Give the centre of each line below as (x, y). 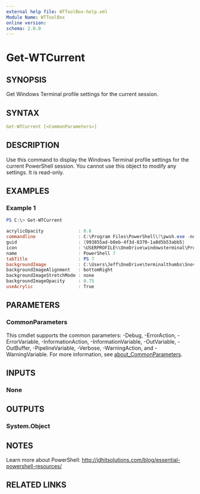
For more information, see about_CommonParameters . (116, 354)
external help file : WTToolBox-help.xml (57, 12)
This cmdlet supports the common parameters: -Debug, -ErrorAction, (91, 335)
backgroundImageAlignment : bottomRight (60, 270)
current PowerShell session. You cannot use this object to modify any (91, 166)
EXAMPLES (28, 191)
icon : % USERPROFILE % (62, 248)
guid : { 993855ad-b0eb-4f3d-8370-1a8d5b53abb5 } (96, 242)
